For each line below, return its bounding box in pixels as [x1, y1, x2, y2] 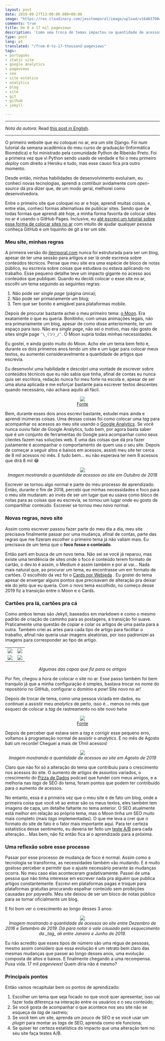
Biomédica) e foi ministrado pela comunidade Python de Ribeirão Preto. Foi [5, 150, 157, 156]
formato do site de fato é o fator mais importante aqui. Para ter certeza [5, 821, 148, 827]
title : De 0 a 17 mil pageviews [5, 26, 71, 30]
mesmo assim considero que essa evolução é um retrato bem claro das [5, 945, 150, 951]
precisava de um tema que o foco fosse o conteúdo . [5, 541, 112, 547]
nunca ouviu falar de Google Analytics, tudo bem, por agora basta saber [5, 427, 151, 432]
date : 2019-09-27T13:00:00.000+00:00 [5, 12, 82, 17]
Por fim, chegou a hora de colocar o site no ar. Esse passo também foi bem [5, 675, 158, 681]
